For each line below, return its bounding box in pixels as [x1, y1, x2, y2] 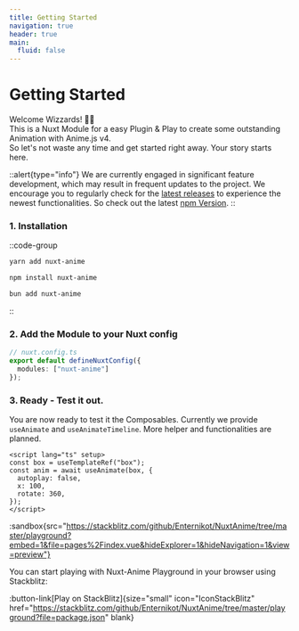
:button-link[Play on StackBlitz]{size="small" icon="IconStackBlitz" [9, 594, 255, 604]
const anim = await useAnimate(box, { [9, 466, 153, 475]
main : [9, 37, 29, 47]
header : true [9, 29, 58, 38]
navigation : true [9, 21, 74, 30]
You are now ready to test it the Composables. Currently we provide [9, 414, 258, 425]
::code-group [9, 240, 58, 250]
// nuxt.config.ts [9, 348, 77, 357]
